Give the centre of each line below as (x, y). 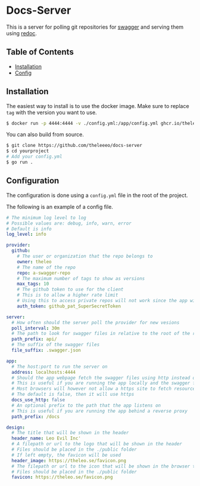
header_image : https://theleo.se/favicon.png (69, 460)
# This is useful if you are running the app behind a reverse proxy (99, 411)
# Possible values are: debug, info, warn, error (69, 223)
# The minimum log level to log (46, 218)
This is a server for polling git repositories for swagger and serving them (95, 27)
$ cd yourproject (28, 151)
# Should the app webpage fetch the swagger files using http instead (101, 378)
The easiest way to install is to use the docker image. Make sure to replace (98, 106)
